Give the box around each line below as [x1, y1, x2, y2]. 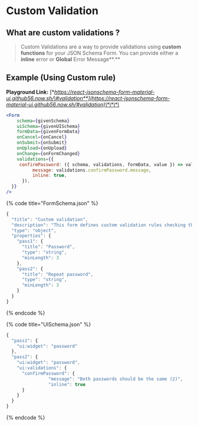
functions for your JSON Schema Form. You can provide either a [20, 49, 179, 57]
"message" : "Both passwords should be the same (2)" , [48, 376, 183, 382]
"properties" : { [11, 233, 51, 239]
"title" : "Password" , [21, 244, 75, 250]
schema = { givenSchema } [16, 118, 70, 124]
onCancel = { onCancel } [16, 134, 67, 140]
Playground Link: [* [6, 88, 55, 95]
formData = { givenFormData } [16, 128, 81, 135]
